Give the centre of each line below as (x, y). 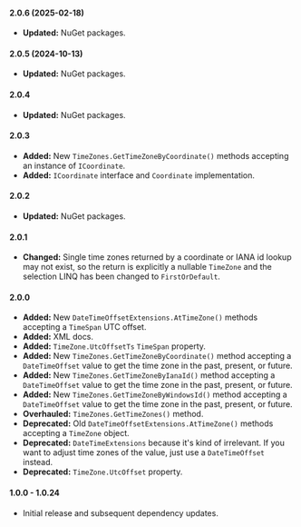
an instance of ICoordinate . (74, 165)
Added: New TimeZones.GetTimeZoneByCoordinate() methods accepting (155, 155)
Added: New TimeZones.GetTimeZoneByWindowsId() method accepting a (155, 394)
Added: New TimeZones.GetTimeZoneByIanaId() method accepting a (149, 375)
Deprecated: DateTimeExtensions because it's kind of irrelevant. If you (154, 443)
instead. (38, 462)
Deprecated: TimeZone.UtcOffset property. (102, 472)
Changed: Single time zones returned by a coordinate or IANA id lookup (157, 257)
